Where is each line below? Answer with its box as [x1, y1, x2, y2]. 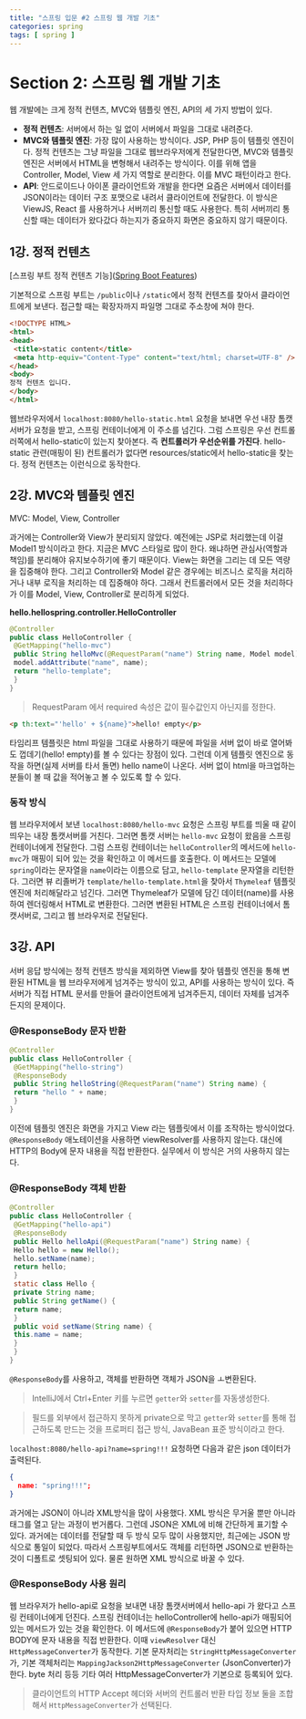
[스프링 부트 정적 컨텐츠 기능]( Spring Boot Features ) [9, 270, 198, 281]
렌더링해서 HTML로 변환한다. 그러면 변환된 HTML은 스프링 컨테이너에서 [25, 898, 281, 909]
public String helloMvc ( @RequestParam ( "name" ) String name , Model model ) [13, 649, 300, 659]
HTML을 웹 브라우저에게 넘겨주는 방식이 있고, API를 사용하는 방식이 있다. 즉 [25, 977, 295, 988]
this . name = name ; [13, 1331, 84, 1340]
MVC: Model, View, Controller [9, 513, 120, 523]
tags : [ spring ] [9, 30, 76, 39]
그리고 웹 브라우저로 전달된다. [43, 909, 148, 921]
